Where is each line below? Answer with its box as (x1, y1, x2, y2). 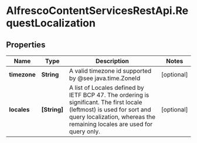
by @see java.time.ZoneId (69, 74, 141, 82)
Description (96, 57, 129, 65)
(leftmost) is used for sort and (69, 106, 151, 113)
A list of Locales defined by (69, 83, 144, 92)
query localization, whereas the (69, 113, 156, 121)
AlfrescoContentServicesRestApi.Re (6, 4, 189, 18)
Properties (6, 40, 46, 50)
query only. (69, 127, 101, 135)
